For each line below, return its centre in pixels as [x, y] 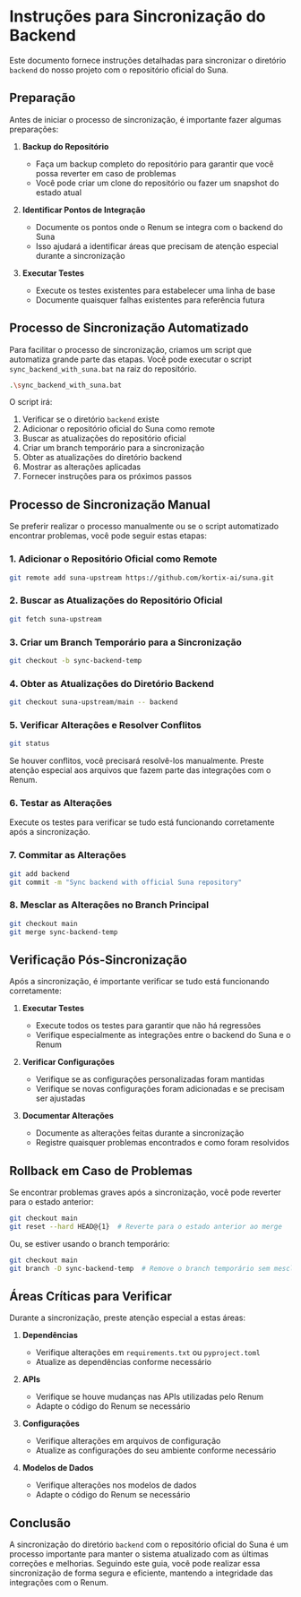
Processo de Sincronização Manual [110, 505]
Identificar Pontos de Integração [84, 210]
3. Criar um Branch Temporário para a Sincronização [125, 642]
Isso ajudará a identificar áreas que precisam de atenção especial [157, 246]
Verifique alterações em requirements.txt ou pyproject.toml [148, 1352]
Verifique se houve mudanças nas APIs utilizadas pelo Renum [150, 1397]
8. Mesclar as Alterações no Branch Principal [109, 905]
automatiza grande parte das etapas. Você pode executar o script [131, 359]
